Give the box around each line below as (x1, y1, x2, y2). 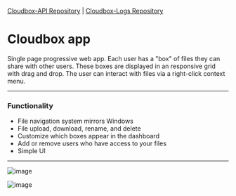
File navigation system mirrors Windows (17, 117, 133, 126)
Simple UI (17, 147, 46, 155)
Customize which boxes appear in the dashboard (17, 132, 160, 141)
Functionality (7, 100, 54, 110)
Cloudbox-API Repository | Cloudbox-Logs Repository (7, 7, 164, 15)
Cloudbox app (7, 32, 91, 47)
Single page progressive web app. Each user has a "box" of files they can (7, 54, 221, 63)
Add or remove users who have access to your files (17, 139, 167, 148)
